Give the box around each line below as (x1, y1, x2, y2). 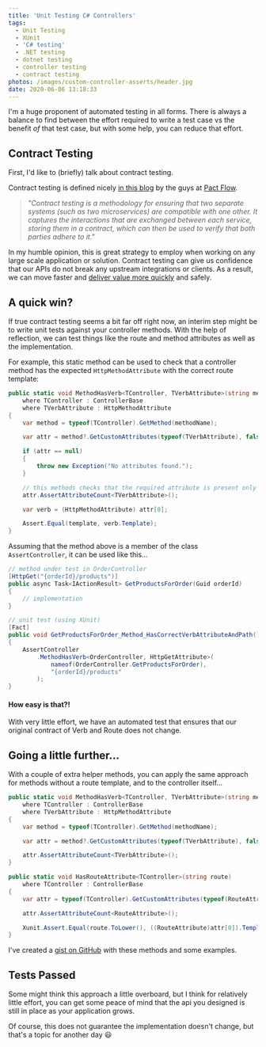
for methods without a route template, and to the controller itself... (8, 778, 223, 788)
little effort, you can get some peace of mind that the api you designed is (8, 998, 245, 1007)
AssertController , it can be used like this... (8, 550, 148, 559)
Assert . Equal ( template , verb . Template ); (22, 520, 158, 527)
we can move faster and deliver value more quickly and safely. (8, 272, 212, 282)
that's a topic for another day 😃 (8, 1030, 112, 1040)
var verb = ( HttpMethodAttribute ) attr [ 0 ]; (22, 505, 169, 513)
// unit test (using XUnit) (8, 616, 101, 624)
